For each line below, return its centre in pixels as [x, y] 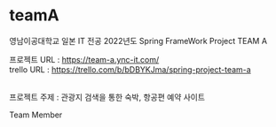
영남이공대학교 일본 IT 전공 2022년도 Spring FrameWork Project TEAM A [138, 41]
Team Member [36, 115]
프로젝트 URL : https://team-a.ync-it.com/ [84, 59]
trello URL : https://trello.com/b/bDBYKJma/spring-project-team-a [130, 69]
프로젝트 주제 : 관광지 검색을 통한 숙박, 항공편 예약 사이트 [107, 97]
